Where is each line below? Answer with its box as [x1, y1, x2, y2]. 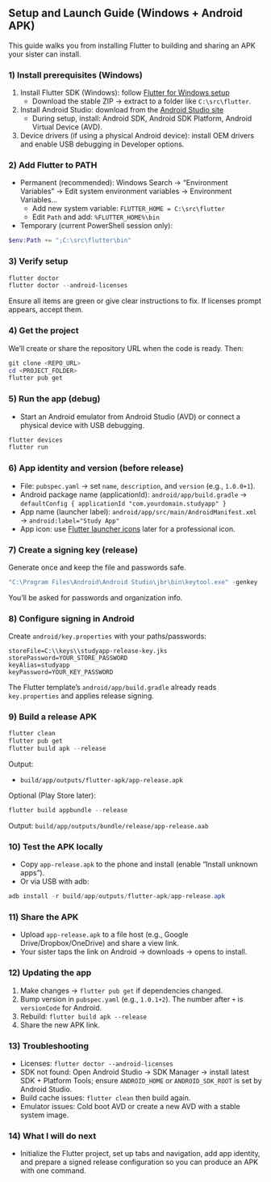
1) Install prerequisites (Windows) [8, 69, 143, 80]
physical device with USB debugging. [19, 420, 145, 430]
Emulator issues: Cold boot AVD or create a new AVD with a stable [19, 1101, 240, 1111]
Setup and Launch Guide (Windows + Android [8, 6, 244, 20]
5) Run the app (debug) [8, 393, 101, 405]
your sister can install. [8, 49, 82, 59]
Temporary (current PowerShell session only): [19, 221, 173, 231]
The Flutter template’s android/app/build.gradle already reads [8, 683, 217, 693]
